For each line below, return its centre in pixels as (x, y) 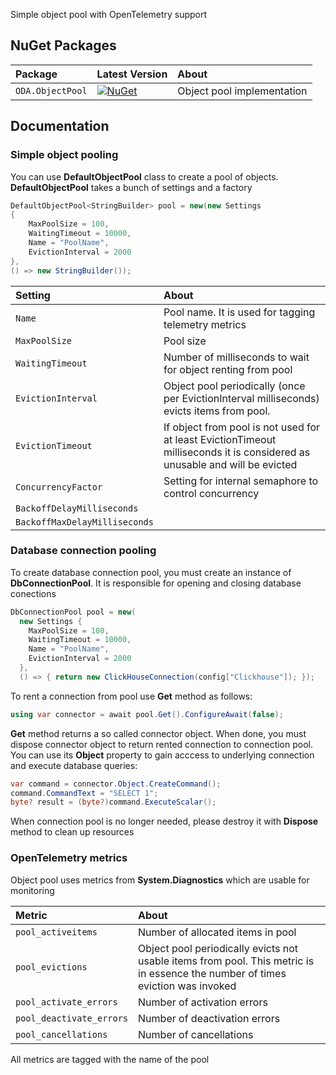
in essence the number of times (212, 973)
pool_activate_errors (66, 1002)
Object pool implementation (242, 91)
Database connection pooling (83, 551)
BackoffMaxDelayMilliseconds (84, 522)
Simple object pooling (64, 155)
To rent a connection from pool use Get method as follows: (131, 696)
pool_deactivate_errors (72, 1018)
